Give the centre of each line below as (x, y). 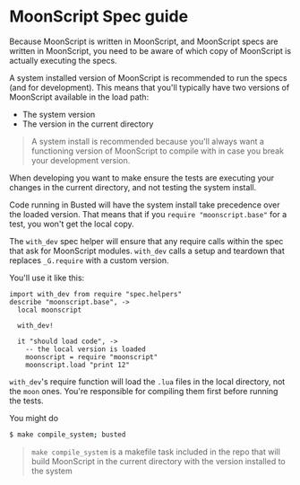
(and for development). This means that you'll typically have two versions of (150, 87)
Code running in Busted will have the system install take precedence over (145, 205)
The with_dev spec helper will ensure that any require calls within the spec (146, 241)
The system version (59, 114)
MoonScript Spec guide (99, 17)
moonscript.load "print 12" (77, 365)
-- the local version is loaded (86, 349)
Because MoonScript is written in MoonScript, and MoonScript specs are (144, 41)
